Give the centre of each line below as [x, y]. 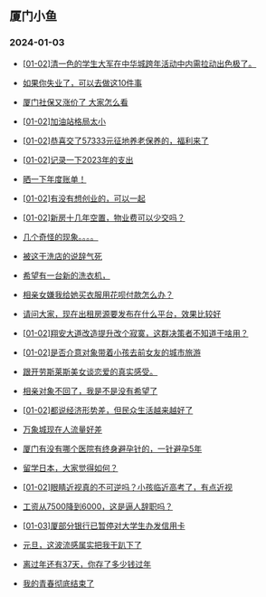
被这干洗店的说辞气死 [62, 255]
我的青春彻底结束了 [58, 583]
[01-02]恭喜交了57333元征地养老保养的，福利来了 [116, 140]
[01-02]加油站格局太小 [64, 121]
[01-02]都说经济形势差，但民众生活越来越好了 [108, 409]
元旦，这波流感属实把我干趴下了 [82, 544]
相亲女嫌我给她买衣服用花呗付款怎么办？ [98, 294]
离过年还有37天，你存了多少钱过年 [87, 563]
